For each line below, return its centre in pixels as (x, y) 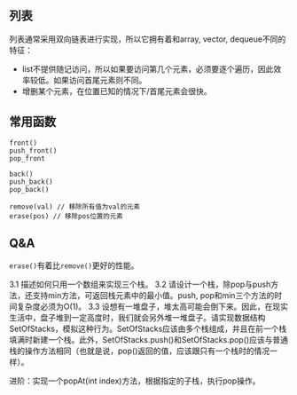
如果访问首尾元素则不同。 (100, 80)
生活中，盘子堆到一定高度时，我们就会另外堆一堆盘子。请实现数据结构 (137, 318)
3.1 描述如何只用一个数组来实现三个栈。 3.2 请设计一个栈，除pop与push (140, 284)
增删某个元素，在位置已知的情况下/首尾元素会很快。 (117, 91)
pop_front (27, 158)
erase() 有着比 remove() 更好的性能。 (74, 265)
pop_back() (29, 189)
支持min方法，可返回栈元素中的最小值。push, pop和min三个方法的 (153, 296)
